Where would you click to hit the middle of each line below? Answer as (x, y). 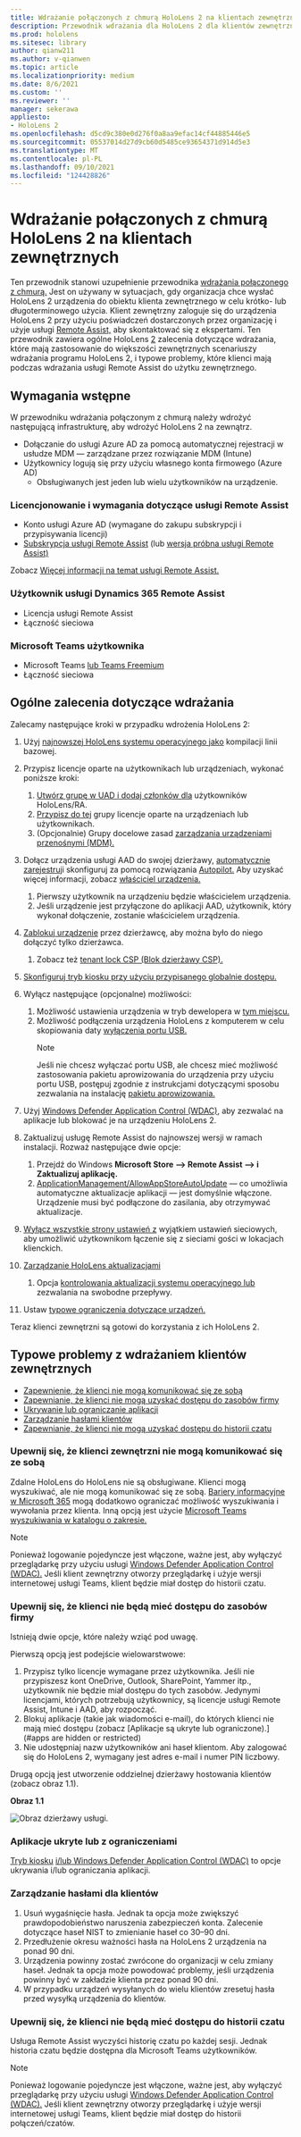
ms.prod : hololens (44, 34)
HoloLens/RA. (62, 804)
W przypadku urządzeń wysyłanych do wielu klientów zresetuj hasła (149, 1989)
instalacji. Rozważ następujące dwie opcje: (102, 1147)
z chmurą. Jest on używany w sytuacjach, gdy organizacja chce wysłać (142, 292)
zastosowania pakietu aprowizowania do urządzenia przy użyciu (155, 1074)
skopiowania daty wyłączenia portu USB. (112, 1030)
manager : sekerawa (44, 109)
